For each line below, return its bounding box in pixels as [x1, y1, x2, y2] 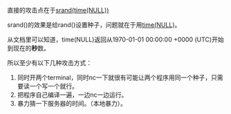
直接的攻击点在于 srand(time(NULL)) [7, 6, 109, 14]
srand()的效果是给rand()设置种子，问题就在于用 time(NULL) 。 [7, 21, 181, 29]
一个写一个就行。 [29, 82, 78, 90]
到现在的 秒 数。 [7, 44, 50, 52]
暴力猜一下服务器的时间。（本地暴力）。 [17, 99, 127, 107]
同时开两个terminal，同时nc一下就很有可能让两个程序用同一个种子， [17, 73, 212, 82]
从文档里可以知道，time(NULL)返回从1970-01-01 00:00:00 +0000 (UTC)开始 [7, 35, 224, 44]
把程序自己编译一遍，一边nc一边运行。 [17, 91, 128, 99]
